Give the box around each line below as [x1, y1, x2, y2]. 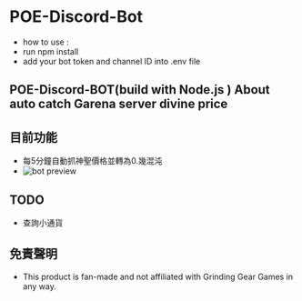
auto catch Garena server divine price [9, 96, 228, 112]
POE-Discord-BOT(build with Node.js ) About [9, 82, 270, 97]
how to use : [22, 36, 70, 47]
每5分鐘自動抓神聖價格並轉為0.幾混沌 [22, 156, 163, 166]
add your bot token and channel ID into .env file [22, 55, 201, 66]
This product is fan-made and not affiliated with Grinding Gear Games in [22, 271, 294, 282]
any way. [22, 280, 56, 292]
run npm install [22, 45, 79, 56]
